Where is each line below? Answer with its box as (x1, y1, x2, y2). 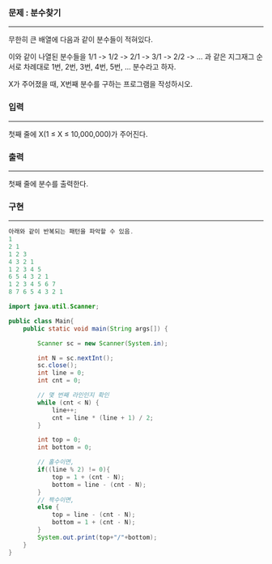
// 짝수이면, (37, 496, 74, 504)
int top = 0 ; (37, 436, 82, 444)
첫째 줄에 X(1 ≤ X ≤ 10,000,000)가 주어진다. (8, 129, 148, 139)
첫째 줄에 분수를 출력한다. (8, 178, 89, 188)
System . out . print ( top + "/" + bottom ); (37, 533, 158, 541)
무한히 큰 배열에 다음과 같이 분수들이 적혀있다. (8, 35, 154, 45)
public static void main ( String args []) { (23, 324, 168, 333)
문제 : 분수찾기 (8, 6, 62, 18)
